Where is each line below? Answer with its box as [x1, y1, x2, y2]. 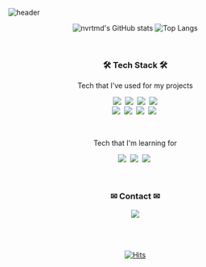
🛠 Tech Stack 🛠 [102, 59, 168, 70]
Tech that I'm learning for [93, 138, 177, 148]
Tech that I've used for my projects [77, 81, 193, 90]
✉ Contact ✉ [109, 190, 161, 202]
